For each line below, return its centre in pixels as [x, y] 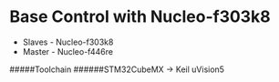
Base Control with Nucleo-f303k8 [140, 17]
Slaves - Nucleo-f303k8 [68, 42]
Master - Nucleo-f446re [68, 51]
